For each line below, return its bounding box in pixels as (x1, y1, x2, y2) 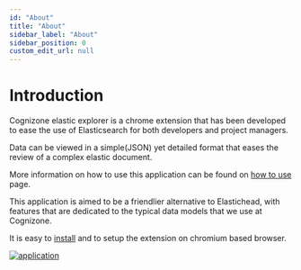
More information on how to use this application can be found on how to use (9, 169, 292, 180)
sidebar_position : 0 (9, 38, 87, 48)
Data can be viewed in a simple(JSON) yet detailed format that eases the (9, 142, 279, 153)
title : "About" (9, 22, 66, 31)
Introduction (9, 85, 104, 106)
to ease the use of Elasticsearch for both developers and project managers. (9, 125, 289, 136)
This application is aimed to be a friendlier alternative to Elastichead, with (9, 196, 280, 207)
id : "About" (9, 13, 54, 22)
